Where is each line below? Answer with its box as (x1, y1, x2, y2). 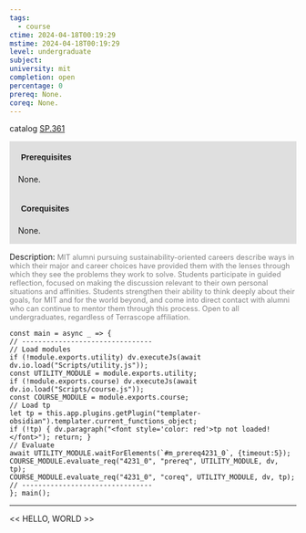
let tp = (9, 409, 43, 418)
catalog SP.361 (9, 123, 66, 134)
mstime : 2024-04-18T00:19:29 (9, 38, 120, 48)
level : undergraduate (9, 47, 92, 57)
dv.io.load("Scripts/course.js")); (9, 385, 145, 394)
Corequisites (21, 204, 70, 214)
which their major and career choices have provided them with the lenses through (9, 261, 291, 271)
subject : (9, 56, 43, 65)
